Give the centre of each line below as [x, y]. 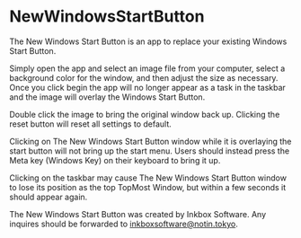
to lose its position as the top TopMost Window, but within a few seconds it [148, 187]
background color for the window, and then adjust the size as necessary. [144, 77]
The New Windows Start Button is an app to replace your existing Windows [148, 41]
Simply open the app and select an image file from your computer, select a [147, 68]
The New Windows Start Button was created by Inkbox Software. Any [138, 214]
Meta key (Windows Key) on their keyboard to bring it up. [115, 160]
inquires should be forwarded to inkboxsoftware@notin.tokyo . [124, 224]
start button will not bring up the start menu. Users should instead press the [150, 151]
